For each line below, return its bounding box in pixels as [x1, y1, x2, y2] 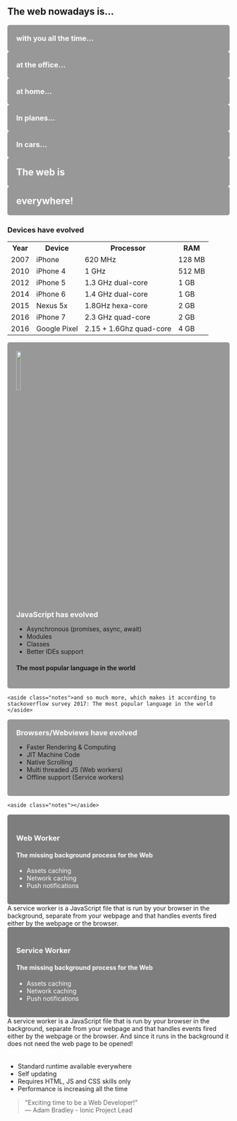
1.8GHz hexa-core [84, 301, 148, 311]
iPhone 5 [36, 278, 66, 288]
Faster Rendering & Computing [26, 743, 116, 751]
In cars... [16, 140, 48, 149]
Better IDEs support [26, 647, 84, 656]
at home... [16, 86, 52, 96]
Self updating [17, 1069, 57, 1078]
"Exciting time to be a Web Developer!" [24, 1098, 138, 1107]
